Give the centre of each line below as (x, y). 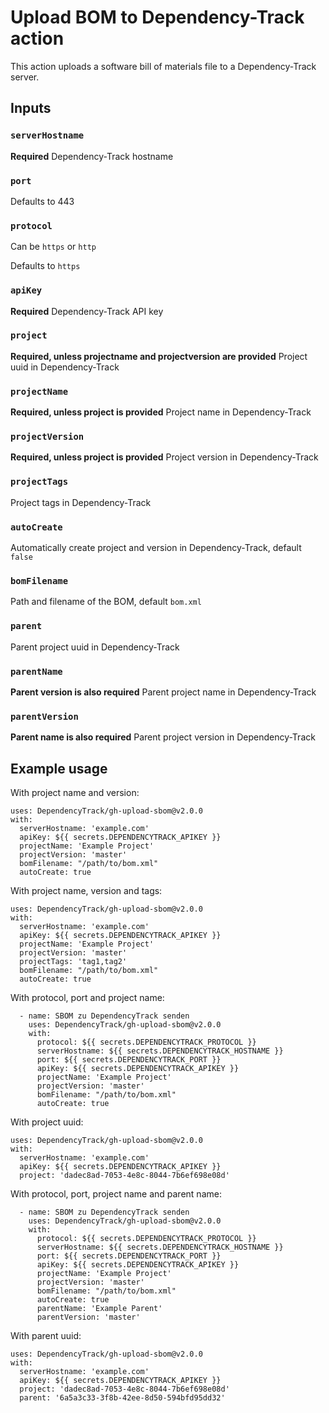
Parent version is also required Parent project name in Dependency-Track (163, 692)
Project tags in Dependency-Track (81, 502)
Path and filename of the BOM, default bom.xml (106, 602)
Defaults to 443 (42, 201)
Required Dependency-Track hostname (92, 156)
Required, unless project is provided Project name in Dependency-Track (161, 412)
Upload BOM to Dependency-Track (157, 17)
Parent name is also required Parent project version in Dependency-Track (163, 737)
